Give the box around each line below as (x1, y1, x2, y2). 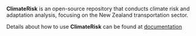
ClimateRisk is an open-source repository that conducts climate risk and (6, 5, 190, 12)
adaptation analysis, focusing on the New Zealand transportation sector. (6, 11, 189, 19)
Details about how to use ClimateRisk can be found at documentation (6, 23, 183, 30)
